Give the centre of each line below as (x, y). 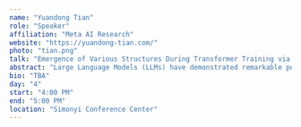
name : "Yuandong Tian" (52, 17)
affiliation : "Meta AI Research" (72, 34)
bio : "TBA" (30, 76)
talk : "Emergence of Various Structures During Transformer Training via (150, 59)
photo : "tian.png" (43, 51)
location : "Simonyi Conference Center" (84, 109)
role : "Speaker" (39, 26)
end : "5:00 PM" (38, 101)
